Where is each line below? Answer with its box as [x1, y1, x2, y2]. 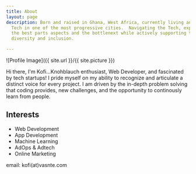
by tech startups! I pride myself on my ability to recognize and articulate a [6, 74, 183, 81]
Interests [6, 110, 40, 120]
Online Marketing [14, 150, 57, 157]
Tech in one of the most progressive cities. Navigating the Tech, [11, 25, 181, 31]
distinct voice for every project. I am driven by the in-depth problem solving [6, 81, 188, 88]
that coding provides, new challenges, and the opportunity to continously [6, 87, 182, 93]
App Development [14, 131, 58, 138]
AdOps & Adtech [14, 144, 55, 151]
